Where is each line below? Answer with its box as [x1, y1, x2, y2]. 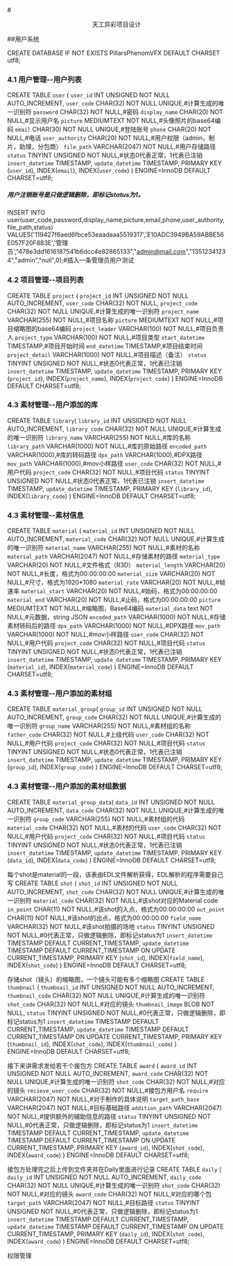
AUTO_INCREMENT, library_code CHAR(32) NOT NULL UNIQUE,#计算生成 [7, 425, 222, 433]
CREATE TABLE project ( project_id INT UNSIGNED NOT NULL [7, 291, 189, 300]
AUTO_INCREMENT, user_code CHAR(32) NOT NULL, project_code [7, 298, 198, 307]
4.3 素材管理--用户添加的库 [7, 400, 98, 410]
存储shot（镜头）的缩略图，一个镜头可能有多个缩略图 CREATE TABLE [7, 975, 205, 984]
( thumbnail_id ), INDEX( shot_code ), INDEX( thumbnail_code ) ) [7, 1040, 177, 1048]
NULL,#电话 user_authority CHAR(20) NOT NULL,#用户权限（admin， [7, 134, 209, 142]
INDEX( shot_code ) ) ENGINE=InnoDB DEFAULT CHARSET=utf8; [7, 961, 187, 969]
